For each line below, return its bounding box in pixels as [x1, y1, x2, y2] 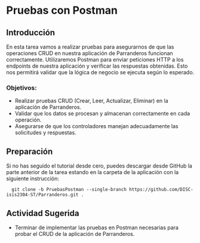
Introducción [6, 28, 56, 38]
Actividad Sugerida [6, 208, 79, 218]
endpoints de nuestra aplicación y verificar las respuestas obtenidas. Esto [6, 62, 188, 69]
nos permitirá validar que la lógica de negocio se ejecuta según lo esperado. [6, 69, 195, 75]
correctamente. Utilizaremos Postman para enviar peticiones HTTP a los [6, 56, 184, 63]
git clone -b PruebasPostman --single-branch [11, 187, 127, 193]
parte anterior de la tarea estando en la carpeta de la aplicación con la [6, 169, 179, 176]
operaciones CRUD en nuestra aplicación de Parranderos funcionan [6, 50, 173, 57]
